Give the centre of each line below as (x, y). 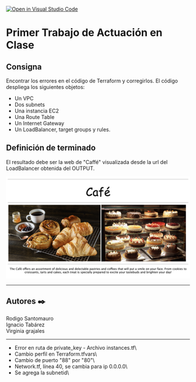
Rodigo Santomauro (30, 318)
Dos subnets (30, 105)
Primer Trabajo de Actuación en (84, 33)
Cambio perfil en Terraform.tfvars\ (56, 354)
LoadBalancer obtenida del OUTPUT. (50, 168)
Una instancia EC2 (37, 111)
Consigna (24, 66)
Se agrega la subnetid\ (42, 373)
